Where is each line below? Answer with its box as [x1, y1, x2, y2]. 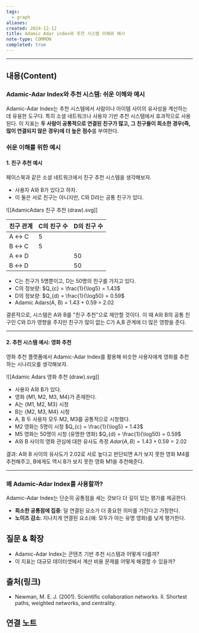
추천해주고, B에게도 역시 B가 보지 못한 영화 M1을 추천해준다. [6, 458, 145, 465]
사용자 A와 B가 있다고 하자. [14, 186, 78, 193]
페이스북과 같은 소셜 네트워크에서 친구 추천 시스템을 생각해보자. [6, 174, 152, 181]
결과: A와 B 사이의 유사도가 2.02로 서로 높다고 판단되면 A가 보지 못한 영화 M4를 [6, 450, 190, 458]
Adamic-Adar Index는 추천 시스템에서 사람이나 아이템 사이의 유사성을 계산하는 [6, 105, 188, 112]
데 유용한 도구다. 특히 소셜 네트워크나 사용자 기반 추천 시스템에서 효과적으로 [6, 112, 180, 119]
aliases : [6, 20, 28, 26]
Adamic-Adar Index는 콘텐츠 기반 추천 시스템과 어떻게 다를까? [14, 550, 160, 558]
